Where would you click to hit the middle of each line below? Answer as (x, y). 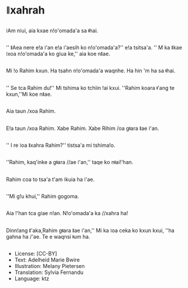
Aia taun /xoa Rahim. (31, 111)
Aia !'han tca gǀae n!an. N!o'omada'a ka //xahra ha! (67, 213)
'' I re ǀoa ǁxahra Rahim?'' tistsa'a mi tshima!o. (61, 145)
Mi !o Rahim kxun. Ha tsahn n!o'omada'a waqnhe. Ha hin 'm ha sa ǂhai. (91, 71)
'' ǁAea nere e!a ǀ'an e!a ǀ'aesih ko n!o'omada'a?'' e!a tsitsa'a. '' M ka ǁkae (94, 47)
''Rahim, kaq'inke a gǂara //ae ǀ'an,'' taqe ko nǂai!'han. (70, 162)
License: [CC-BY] (36, 254)
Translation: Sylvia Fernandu (49, 272)
